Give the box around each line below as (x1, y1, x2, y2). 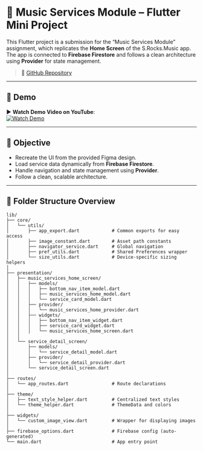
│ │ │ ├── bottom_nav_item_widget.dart (6, 318, 123, 324)
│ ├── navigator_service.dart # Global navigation (6, 244, 164, 250)
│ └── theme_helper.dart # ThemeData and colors (6, 402, 172, 408)
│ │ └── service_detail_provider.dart (6, 360, 126, 366)
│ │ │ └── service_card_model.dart (6, 297, 112, 303)
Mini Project (6, 18, 68, 32)
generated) (6, 434, 34, 440)
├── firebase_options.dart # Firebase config (6, 428, 158, 435)
